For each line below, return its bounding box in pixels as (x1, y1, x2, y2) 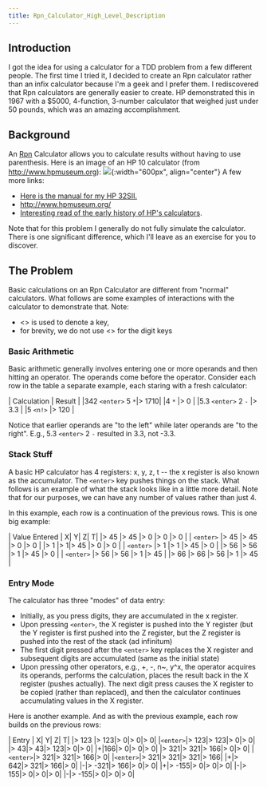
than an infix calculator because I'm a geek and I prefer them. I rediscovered (8, 79, 259, 89)
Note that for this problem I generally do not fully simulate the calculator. (8, 224, 246, 233)
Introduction (8, 42, 72, 55)
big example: (8, 516, 51, 526)
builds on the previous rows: (8, 720, 101, 729)
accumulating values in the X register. (19, 696, 143, 706)
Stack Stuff (8, 449, 53, 460)
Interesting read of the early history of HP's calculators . (19, 209, 202, 218)
